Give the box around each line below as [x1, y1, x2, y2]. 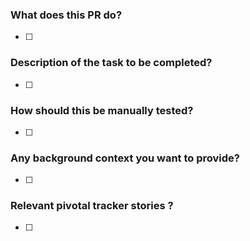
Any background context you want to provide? [10, 151, 240, 165]
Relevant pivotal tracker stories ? [10, 199, 174, 213]
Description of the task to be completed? [10, 56, 213, 70]
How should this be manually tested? [10, 103, 194, 117]
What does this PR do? [10, 8, 123, 22]
